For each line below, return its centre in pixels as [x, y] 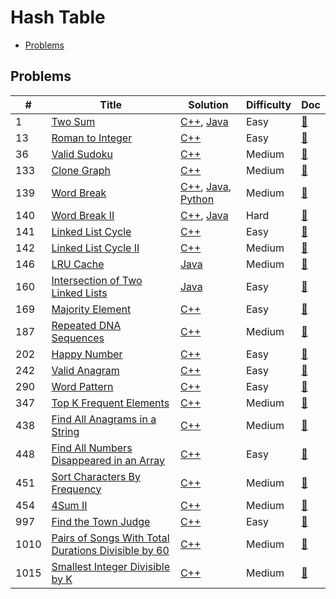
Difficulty [268, 104]
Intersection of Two [97, 280]
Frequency [76, 489]
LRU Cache [78, 264]
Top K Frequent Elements [110, 403]
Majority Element [91, 309]
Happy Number [87, 354]
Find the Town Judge [101, 521]
